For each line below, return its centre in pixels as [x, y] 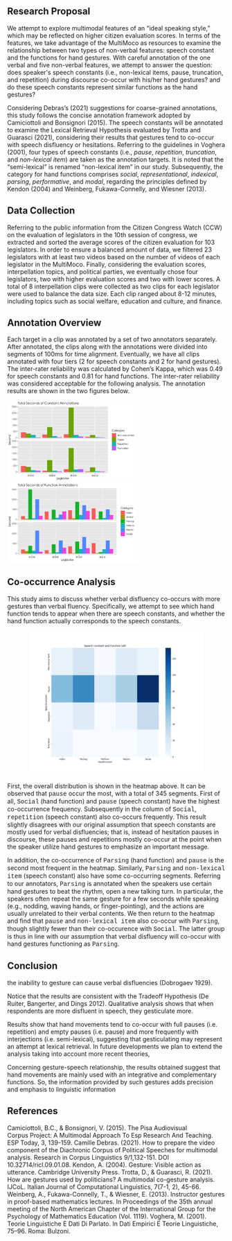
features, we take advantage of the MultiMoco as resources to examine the [114, 43]
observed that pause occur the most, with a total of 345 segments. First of [114, 793]
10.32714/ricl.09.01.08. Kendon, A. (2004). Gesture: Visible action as [104, 1165]
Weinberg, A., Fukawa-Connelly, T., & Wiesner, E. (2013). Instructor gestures [116, 1194]
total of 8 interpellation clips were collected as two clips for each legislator [113, 286]
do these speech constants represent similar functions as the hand [102, 87]
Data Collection [41, 211]
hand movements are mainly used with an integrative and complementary [112, 1075]
